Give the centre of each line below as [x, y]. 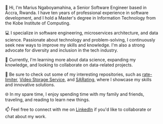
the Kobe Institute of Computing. [38, 23]
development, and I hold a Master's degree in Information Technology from [81, 18]
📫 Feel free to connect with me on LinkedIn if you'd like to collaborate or [78, 109]
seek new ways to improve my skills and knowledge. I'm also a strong [75, 45]
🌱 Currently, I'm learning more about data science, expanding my [71, 60]
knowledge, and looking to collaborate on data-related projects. [69, 65]
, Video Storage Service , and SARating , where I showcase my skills [84, 80]
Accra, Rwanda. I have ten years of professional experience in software [77, 13]
